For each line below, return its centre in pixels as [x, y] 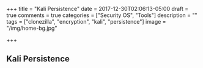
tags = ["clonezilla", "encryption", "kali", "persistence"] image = [86, 22]
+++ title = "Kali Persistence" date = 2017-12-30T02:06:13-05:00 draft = [98, 9]
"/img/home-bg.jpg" [32, 28]
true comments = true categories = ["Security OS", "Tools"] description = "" [102, 15]
